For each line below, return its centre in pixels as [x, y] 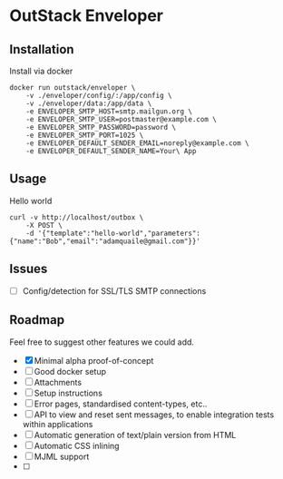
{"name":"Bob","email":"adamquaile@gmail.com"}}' [105, 241]
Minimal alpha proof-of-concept [94, 360]
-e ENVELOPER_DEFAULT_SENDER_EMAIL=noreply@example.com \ [137, 143]
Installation [42, 49]
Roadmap [37, 320]
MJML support [62, 456]
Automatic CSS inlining [77, 445]
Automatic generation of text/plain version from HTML [135, 435]
